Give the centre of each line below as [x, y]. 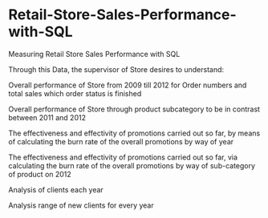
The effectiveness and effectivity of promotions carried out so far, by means [134, 133]
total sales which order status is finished [75, 93]
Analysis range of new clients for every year [81, 205]
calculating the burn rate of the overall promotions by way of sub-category [132, 165]
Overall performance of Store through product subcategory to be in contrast [134, 109]
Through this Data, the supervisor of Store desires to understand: [116, 69]
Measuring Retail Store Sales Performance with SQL [94, 54]
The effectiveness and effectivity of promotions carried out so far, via [123, 157]
